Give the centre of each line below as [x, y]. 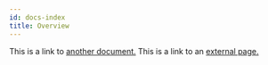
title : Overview [39, 26]
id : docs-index [37, 17]
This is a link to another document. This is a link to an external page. [134, 51]
